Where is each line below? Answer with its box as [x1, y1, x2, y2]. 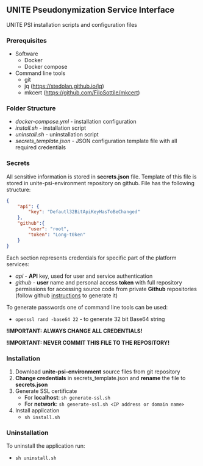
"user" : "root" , [28, 226, 69, 232]
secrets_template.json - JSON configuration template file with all [15, 137, 177, 145]
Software [15, 50, 38, 57]
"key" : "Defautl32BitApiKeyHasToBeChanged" [28, 209, 140, 215]
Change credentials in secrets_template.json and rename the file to [15, 374, 186, 381]
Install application [15, 406, 60, 414]
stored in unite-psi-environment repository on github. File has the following [6, 179, 195, 186]
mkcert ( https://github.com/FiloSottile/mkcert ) [24, 89, 140, 96]
